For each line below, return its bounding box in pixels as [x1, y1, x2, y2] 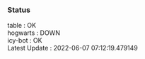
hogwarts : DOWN [7, 28, 60, 37]
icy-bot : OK [7, 36, 42, 45]
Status [7, 5, 30, 15]
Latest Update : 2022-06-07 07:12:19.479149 [7, 44, 138, 53]
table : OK [7, 21, 37, 30]
